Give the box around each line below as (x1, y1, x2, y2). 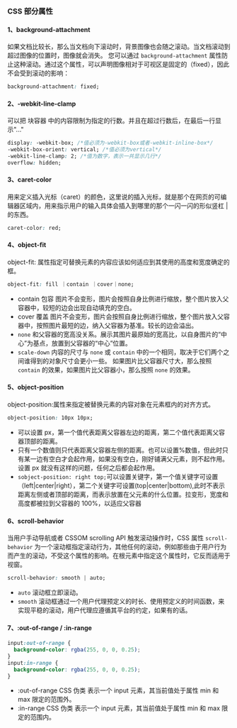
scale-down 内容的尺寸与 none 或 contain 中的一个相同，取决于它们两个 (17, 348, 224, 356)
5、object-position (7, 383, 64, 392)
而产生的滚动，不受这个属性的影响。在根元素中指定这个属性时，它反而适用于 (7, 551, 231, 560)
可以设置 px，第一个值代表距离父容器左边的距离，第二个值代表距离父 (17, 428, 219, 436)
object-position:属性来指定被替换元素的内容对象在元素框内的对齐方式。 (7, 400, 214, 409)
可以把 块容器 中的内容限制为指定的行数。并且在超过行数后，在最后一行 (7, 116, 216, 125)
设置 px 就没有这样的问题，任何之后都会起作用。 (17, 463, 159, 472)
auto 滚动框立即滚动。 (17, 588, 83, 597)
